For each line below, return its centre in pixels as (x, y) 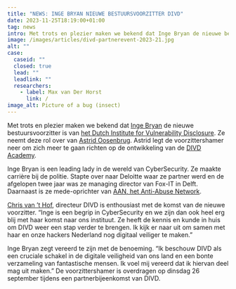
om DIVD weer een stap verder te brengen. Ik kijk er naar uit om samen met (116, 227)
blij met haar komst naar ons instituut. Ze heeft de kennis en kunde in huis (114, 219)
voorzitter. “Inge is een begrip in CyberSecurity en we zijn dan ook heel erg (116, 212)
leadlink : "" (33, 79)
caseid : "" (29, 60)
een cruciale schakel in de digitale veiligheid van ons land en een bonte (110, 256)
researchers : (33, 86)
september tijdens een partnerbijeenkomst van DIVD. (84, 278)
